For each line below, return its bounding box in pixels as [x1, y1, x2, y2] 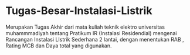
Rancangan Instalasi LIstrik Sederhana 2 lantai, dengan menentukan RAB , [5, 36, 184, 43]
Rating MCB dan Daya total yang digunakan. [5, 42, 112, 49]
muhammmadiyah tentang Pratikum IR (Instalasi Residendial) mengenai [5, 29, 177, 36]
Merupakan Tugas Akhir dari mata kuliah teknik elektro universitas [5, 23, 165, 30]
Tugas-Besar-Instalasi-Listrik [5, 4, 152, 18]
